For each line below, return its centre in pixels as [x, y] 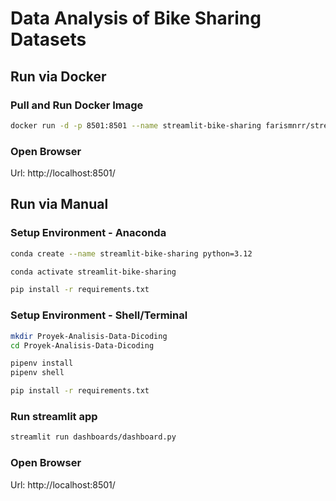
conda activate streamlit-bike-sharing [93, 272]
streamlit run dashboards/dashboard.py [93, 437]
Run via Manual [59, 204]
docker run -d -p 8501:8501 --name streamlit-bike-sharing [136, 125]
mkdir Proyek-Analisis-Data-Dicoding [89, 336]
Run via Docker [58, 76]
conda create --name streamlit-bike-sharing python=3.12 [131, 253]
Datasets [48, 39]
